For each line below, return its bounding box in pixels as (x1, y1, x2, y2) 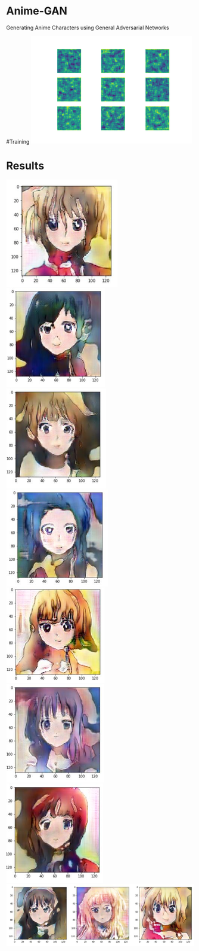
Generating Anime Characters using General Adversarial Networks (6, 24, 169, 31)
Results (6, 159, 45, 173)
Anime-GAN (6, 4, 67, 18)
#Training (6, 138, 30, 145)
